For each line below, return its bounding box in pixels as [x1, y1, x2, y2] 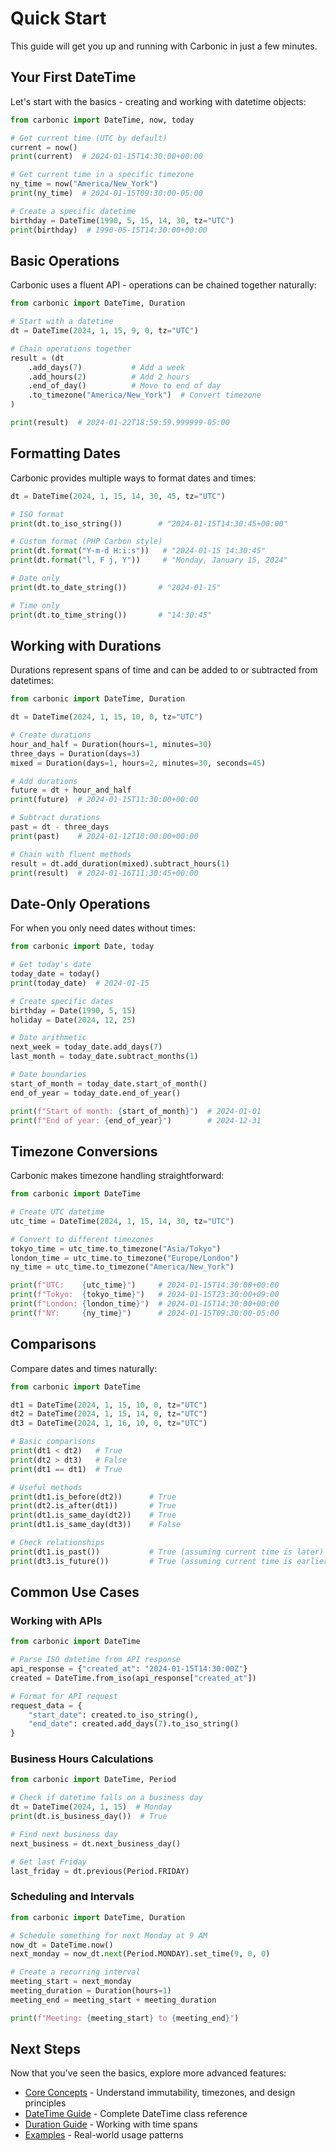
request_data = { [10, 1700, 83, 1711]
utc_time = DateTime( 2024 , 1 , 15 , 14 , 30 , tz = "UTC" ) [10, 1216, 235, 1226]
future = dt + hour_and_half [10, 785, 132, 796]
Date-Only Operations [10, 895, 151, 912]
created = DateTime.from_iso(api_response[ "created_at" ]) [10, 1673, 257, 1683]
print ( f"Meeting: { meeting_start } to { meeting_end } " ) [10, 2013, 240, 2023]
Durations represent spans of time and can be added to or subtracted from [10, 664, 318, 676]
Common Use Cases [10, 1584, 140, 1601]
